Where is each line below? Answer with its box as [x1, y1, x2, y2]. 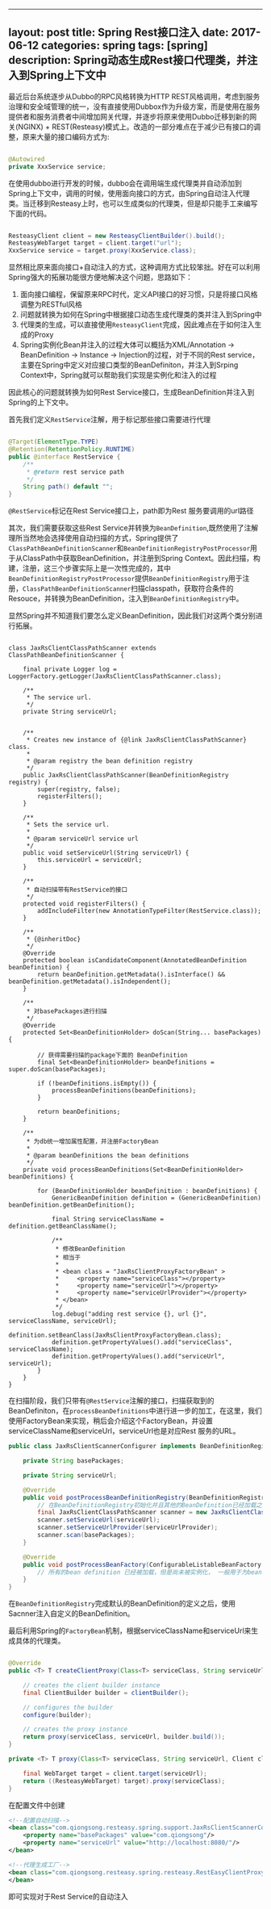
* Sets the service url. [26, 821, 110, 829]
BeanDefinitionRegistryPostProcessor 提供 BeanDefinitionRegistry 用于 [8, 574, 244, 584]
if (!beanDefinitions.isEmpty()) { [37, 1079, 157, 1088]
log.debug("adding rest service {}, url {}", [51, 1310, 207, 1318]
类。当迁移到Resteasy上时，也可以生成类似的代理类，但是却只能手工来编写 [8, 199, 258, 208]
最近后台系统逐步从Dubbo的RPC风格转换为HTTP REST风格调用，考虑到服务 [8, 91, 261, 101]
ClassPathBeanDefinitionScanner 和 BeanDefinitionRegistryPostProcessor [8, 543, 251, 553]
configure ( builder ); [23, 1710, 92, 1719]
